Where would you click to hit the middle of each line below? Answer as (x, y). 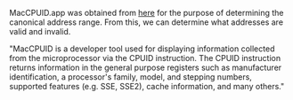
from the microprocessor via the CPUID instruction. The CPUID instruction (145, 58)
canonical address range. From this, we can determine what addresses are (146, 22)
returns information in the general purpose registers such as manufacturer (146, 67)
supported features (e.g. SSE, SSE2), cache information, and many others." (147, 86)
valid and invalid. (40, 31)
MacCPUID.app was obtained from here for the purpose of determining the (146, 13)
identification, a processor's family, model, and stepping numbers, (130, 77)
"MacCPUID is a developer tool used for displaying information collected (142, 49)
